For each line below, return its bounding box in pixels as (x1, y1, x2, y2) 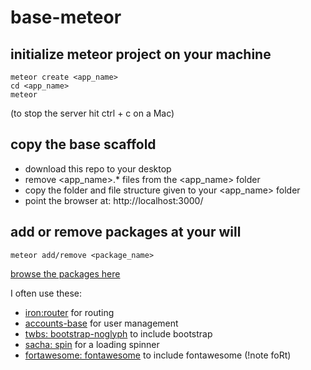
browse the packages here (10, 267, 121, 280)
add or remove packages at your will (10, 224, 242, 241)
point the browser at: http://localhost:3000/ (24, 194, 204, 206)
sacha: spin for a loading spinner (24, 338, 160, 350)
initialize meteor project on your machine (10, 46, 272, 63)
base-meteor (10, 6, 122, 29)
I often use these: (10, 287, 82, 299)
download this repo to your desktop (24, 162, 172, 175)
